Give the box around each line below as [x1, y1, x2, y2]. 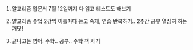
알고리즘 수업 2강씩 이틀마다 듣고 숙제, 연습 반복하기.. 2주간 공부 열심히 [11, 18, 176, 25]
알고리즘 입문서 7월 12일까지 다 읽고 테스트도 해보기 [11, 5, 131, 12]
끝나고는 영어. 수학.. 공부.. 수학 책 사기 [11, 38, 100, 44]
